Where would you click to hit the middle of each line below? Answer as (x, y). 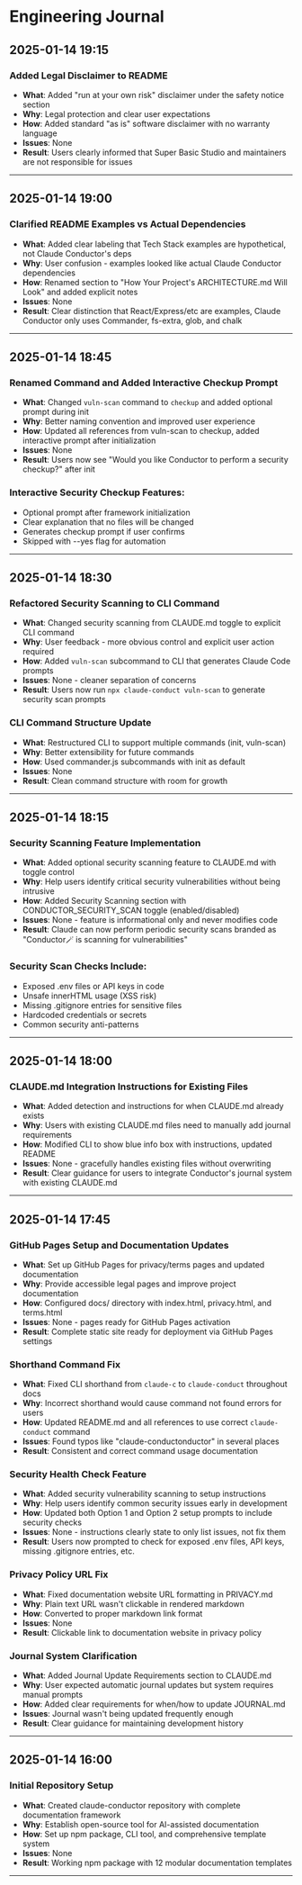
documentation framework (71, 1815)
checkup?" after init (59, 469)
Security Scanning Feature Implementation (105, 843)
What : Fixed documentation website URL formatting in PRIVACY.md (147, 1594)
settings (37, 1341)
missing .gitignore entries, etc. (78, 1551)
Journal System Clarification (73, 1655)
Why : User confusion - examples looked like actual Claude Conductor (151, 263)
